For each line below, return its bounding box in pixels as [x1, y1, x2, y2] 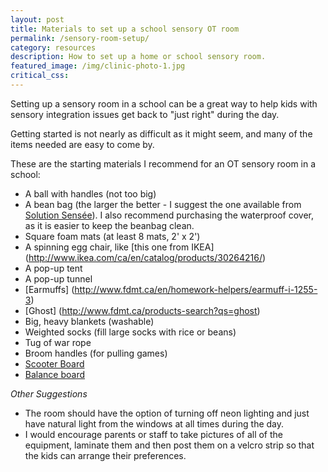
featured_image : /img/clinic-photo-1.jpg [10, 61, 186, 71]
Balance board [24, 368, 86, 380]
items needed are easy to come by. [10, 138, 155, 150]
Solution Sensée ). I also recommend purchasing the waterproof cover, [24, 209, 314, 221]
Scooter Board [24, 357, 85, 370]
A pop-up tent [24, 262, 83, 274]
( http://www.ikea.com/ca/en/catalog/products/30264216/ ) [24, 251, 267, 263]
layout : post [10, 14, 65, 25]
